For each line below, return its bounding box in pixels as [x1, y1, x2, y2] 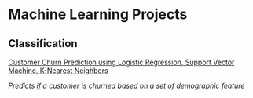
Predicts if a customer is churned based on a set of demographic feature [8, 81, 245, 90]
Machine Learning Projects [8, 5, 188, 24]
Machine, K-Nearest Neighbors [8, 66, 108, 75]
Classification [8, 37, 78, 50]
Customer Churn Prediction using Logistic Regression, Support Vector [8, 57, 235, 67]
